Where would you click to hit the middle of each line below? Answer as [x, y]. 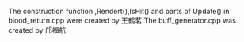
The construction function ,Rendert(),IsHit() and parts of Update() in [119, 11]
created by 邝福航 [37, 30]
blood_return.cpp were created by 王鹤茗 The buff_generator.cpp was [122, 20]
